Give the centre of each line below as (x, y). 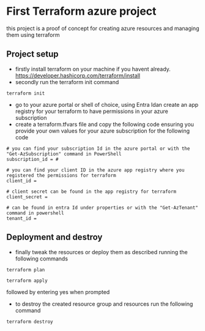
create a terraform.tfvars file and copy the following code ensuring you (105, 124)
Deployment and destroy (54, 237)
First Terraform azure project (81, 11)
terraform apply (27, 281)
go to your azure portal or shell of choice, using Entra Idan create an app (107, 104)
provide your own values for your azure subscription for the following (102, 131)
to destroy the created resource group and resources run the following (104, 304)
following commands (42, 259)
